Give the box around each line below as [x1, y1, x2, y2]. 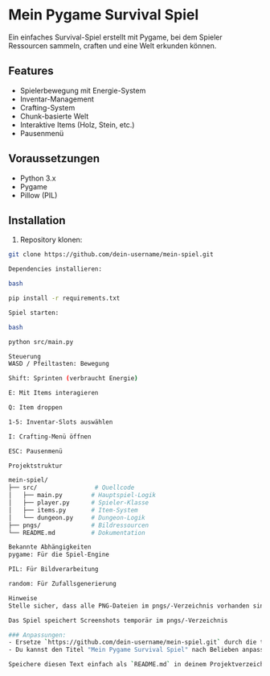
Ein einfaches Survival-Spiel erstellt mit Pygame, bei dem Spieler [8, 32, 223, 42]
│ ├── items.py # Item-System [8, 506, 138, 514]
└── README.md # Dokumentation [8, 529, 146, 537]
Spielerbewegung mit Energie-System [19, 85, 146, 95]
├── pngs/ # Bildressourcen [8, 521, 149, 529]
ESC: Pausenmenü [8, 447, 63, 455]
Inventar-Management [19, 94, 94, 104]
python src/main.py [8, 338, 74, 346]
